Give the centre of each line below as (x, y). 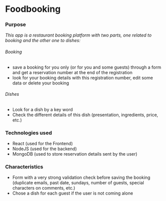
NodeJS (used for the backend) (45, 149)
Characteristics (24, 167)
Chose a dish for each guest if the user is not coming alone (73, 193)
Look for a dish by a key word (43, 109)
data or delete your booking (41, 83)
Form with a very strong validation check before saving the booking (81, 178)
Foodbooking (33, 9)
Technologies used (28, 133)
